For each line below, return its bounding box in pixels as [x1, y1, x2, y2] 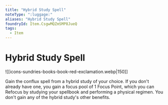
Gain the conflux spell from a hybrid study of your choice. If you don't [5, 78, 149, 84]
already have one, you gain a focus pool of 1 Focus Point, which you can [5, 83, 154, 89]
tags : [5, 26, 17, 31]
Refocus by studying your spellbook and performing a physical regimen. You [5, 88, 163, 95]
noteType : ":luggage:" [5, 12, 53, 17]
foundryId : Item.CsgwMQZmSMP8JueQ [5, 21, 78, 26]
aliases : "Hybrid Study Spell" [5, 16, 71, 21]
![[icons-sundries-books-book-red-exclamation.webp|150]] [5, 68, 128, 74]
